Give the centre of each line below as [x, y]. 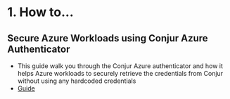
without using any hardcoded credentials [77, 81]
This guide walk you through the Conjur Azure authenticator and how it [120, 66]
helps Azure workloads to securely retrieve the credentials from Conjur [120, 73]
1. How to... [40, 12]
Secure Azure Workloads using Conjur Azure [108, 38]
